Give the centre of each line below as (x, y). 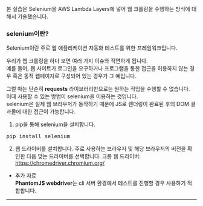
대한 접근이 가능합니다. (49, 111)
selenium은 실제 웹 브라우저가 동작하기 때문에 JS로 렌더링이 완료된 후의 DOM (98, 104)
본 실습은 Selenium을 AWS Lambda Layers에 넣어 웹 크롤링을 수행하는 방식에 (98, 9)
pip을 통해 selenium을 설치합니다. (55, 125)
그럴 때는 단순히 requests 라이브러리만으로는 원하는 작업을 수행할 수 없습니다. (98, 89)
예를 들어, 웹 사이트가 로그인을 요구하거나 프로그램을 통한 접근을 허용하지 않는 (97, 68)
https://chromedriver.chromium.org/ (60, 163)
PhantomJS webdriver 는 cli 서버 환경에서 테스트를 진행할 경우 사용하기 (100, 183)
